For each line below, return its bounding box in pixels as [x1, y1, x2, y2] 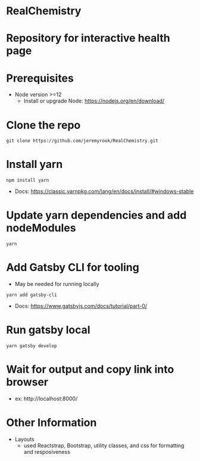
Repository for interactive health [6, 32, 171, 45]
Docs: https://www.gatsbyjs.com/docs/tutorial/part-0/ [14, 303, 148, 310]
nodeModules [6, 222, 76, 235]
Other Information [6, 416, 97, 429]
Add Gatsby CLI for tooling [6, 261, 140, 275]
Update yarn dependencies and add [6, 208, 187, 222]
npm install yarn [6, 177, 49, 183]
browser [6, 375, 49, 389]
